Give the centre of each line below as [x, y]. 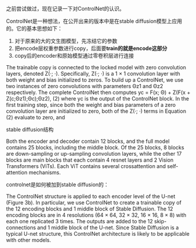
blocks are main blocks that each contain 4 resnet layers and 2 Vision [90, 160]
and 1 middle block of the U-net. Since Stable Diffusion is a [108, 227]
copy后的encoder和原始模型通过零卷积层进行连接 [74, 56]
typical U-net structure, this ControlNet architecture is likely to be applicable [98, 234]
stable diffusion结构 [30, 129]
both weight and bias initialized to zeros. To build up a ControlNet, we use [95, 80]
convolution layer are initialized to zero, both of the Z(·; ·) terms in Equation [96, 111]
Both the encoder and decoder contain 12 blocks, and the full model [88, 141]
